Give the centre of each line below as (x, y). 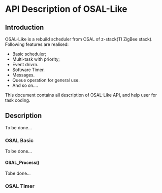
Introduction (25, 27)
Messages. (23, 75)
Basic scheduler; (29, 54)
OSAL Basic (19, 140)
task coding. (18, 100)
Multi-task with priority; (36, 59)
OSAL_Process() (22, 162)
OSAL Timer (20, 186)
